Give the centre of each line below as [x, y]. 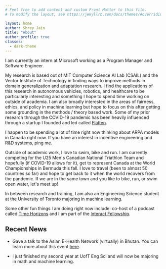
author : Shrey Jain [25, 28]
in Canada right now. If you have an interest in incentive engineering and [79, 137]
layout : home [19, 23]
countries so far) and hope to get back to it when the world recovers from [80, 173]
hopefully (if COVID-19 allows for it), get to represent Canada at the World [80, 163]
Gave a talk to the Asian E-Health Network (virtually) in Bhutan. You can [85, 241]
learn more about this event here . [46, 246]
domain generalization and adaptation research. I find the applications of [79, 86]
